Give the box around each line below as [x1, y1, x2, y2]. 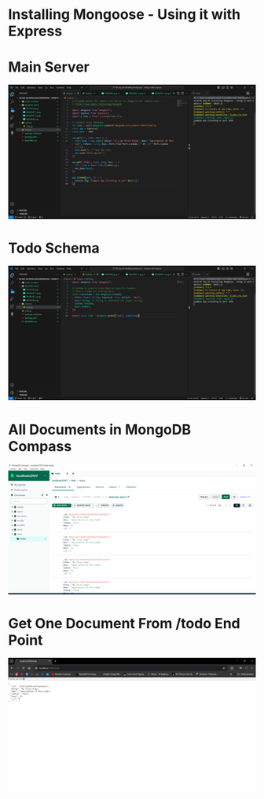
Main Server [8, 58, 90, 76]
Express [8, 22, 63, 40]
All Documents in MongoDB [8, 420, 191, 438]
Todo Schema [8, 239, 100, 257]
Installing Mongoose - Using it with [8, 6, 241, 24]
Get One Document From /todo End [8, 615, 241, 633]
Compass [8, 437, 72, 455]
